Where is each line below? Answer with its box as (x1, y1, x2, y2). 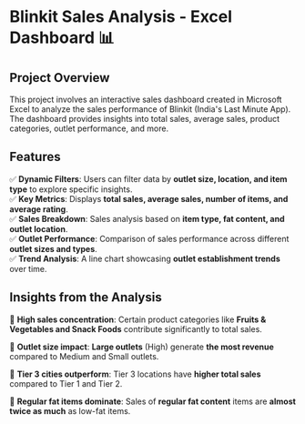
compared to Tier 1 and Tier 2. (9, 378, 123, 389)
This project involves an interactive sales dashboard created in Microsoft (9, 94, 282, 105)
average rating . (9, 203, 68, 215)
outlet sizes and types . (9, 243, 97, 254)
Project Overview (9, 70, 110, 86)
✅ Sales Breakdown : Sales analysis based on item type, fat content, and (9, 213, 285, 224)
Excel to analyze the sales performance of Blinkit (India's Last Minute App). (9, 104, 291, 115)
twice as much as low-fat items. (9, 405, 131, 416)
